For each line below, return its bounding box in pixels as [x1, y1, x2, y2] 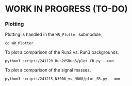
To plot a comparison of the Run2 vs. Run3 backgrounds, [5, 49, 119, 55]
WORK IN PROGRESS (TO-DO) [5, 3, 128, 14]
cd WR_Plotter [5, 41, 34, 46]
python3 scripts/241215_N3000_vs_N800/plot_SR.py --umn [5, 76, 120, 82]
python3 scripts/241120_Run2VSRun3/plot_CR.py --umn [5, 59, 114, 64]
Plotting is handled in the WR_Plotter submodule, [5, 31, 102, 37]
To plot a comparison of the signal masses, [5, 67, 91, 73]
